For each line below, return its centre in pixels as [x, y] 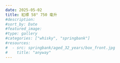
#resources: [18, 43]
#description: [20, 19]
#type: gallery [21, 34]
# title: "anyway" [28, 52]
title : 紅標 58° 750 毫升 [31, 15]
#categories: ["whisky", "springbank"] [48, 39]
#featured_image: [24, 29]
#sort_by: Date [21, 24]
